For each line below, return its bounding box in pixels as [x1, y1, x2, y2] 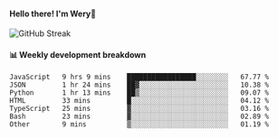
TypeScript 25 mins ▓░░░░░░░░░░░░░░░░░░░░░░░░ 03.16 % [9, 105, 270, 114]
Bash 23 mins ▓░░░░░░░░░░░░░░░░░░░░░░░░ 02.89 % [9, 112, 270, 122]
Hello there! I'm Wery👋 [9, 8, 97, 19]
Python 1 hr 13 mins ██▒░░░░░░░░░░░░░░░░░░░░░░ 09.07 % [9, 88, 270, 97]
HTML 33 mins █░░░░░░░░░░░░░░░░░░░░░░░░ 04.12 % [9, 97, 270, 106]
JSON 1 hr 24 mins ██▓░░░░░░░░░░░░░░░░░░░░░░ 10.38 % [9, 80, 270, 90]
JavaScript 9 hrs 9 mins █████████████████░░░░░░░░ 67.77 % [9, 73, 270, 82]
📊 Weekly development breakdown [9, 49, 147, 60]
